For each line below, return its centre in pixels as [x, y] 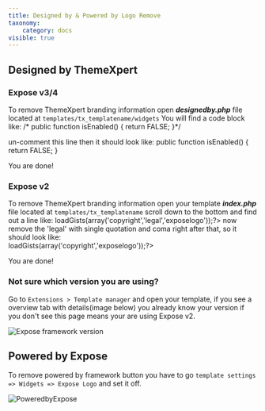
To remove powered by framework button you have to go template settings [132, 375]
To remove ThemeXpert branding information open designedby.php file [125, 109]
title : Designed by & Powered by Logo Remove [84, 15]
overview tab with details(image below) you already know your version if [127, 307]
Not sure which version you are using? [83, 282]
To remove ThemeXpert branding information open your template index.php [132, 204]
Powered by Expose [58, 356]
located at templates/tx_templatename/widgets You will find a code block [127, 118]
